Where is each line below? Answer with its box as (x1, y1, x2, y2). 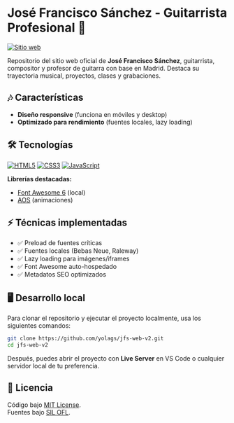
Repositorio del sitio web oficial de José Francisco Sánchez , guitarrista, (7, 56, 215, 64)
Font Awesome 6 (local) (17, 188, 86, 197)
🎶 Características (7, 92, 84, 104)
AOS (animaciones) (17, 195, 73, 204)
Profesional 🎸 (7, 20, 86, 36)
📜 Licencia (7, 382, 54, 394)
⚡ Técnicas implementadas (7, 216, 128, 228)
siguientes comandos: (7, 321, 71, 330)
